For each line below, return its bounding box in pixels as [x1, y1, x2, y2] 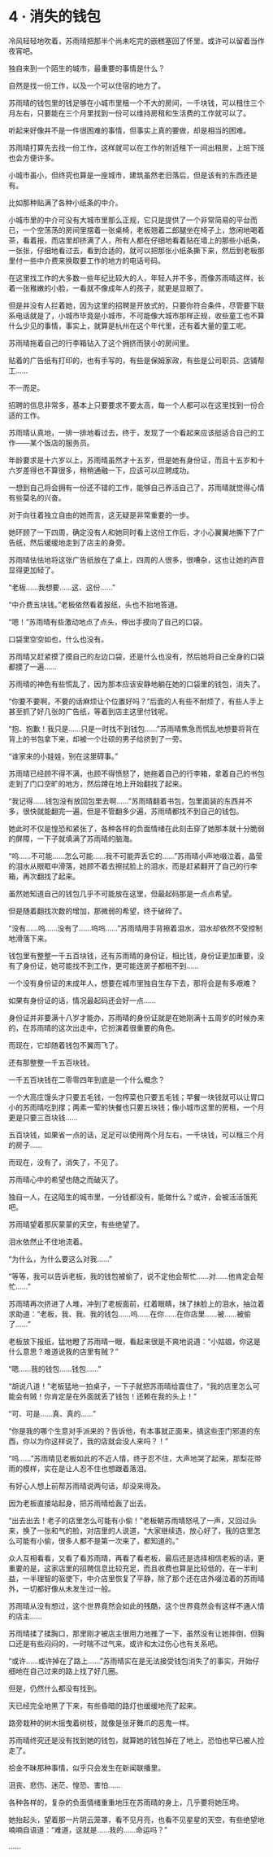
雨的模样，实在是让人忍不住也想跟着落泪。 [8, 1463, 151, 1474]
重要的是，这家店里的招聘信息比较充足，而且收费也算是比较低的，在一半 [8, 1563, 250, 1573]
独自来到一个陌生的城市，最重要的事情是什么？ [8, 63, 165, 73]
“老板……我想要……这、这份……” [8, 582, 116, 592]
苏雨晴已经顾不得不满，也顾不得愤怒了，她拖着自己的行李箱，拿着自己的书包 [8, 769, 265, 778]
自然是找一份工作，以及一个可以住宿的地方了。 [8, 81, 165, 90]
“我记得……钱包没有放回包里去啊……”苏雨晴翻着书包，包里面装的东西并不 [8, 795, 253, 806]
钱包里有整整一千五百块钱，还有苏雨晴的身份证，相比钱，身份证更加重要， [8, 950, 258, 961]
